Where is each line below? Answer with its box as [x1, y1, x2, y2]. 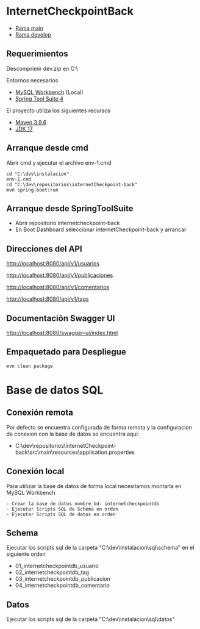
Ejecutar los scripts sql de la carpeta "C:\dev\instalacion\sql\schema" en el [6, 544, 195, 552]
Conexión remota [6, 408, 73, 418]
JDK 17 [15, 125, 33, 132]
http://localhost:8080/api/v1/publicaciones [6, 271, 113, 279]
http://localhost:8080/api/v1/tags [6, 295, 89, 303]
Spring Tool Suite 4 [15, 95, 64, 102]
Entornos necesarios [6, 76, 59, 84]
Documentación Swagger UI [6, 313, 115, 323]
